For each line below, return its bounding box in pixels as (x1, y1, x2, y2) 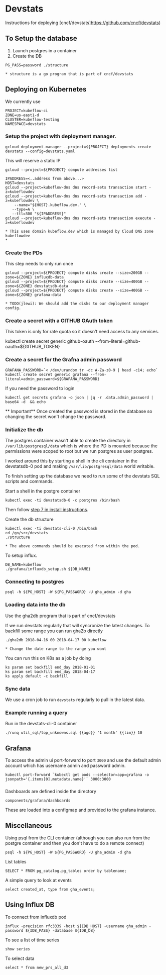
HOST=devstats (5, 180, 35, 185)
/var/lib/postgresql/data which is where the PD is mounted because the (5, 443, 158, 449)
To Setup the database (5, 34, 78, 43)
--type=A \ (12, 207, 35, 212)
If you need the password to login (5, 385, 75, 391)
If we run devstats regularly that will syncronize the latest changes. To (5, 622, 150, 628)
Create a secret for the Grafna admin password (5, 356, 122, 363)
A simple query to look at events (5, 877, 72, 883)
